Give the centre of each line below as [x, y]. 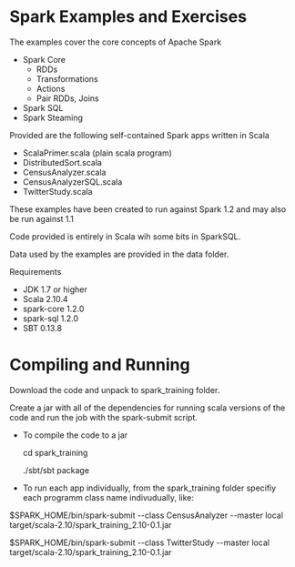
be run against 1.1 [42, 218]
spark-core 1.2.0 [53, 309]
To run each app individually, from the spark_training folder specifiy [149, 488]
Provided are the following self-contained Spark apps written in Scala [140, 135]
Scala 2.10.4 [45, 299]
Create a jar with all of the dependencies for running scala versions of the [147, 408]
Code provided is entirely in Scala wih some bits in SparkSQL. [125, 236]
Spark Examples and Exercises [128, 17]
